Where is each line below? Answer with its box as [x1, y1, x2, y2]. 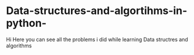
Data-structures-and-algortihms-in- [6, 4, 188, 18]
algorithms [6, 42, 32, 49]
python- [6, 16, 47, 30]
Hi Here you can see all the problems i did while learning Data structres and [6, 36, 189, 43]
